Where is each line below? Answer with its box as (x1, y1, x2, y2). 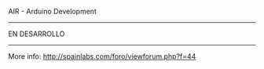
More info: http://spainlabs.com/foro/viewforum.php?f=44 (8, 52, 196, 61)
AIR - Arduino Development (8, 7, 97, 16)
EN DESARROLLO (8, 29, 65, 38)
